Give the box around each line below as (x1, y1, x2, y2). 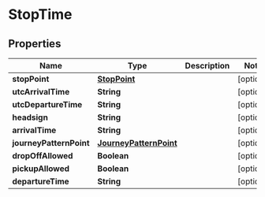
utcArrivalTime (12, 87, 70, 97)
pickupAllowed (12, 163, 69, 174)
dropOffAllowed (12, 151, 73, 161)
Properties (8, 37, 62, 50)
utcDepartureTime (12, 99, 83, 110)
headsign (12, 112, 49, 123)
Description (185, 61, 230, 71)
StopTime (8, 6, 73, 24)
